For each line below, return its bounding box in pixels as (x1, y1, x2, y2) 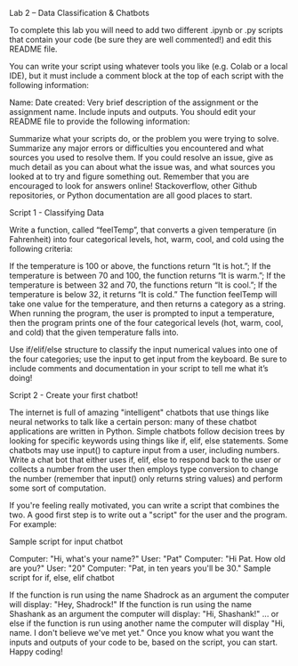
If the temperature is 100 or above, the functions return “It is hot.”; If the (9, 261, 271, 271)
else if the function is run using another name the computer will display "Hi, (9, 618, 286, 629)
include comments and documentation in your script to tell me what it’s (9, 363, 269, 373)
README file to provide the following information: (9, 116, 190, 126)
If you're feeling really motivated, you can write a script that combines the (9, 500, 280, 510)
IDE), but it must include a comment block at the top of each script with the (9, 70, 285, 81)
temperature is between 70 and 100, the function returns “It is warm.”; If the (9, 271, 286, 280)
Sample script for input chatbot (9, 536, 124, 547)
